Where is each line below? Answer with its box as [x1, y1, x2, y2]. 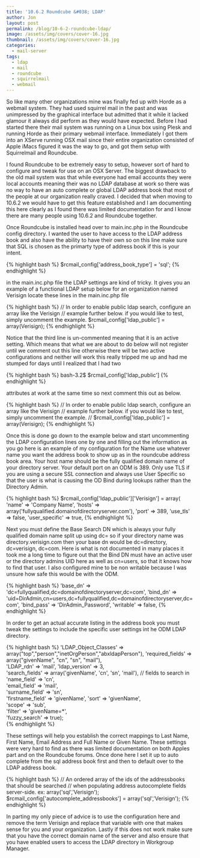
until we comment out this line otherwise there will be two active [6, 347, 165, 354]
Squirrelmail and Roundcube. [6, 149, 78, 156]
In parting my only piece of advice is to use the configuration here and [6, 813, 180, 820]
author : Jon [6, 14, 36, 20]
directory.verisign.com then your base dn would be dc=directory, [6, 539, 168, 545]
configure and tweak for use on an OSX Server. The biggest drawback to [6, 167, 187, 174]
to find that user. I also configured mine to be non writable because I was [6, 564, 187, 571]
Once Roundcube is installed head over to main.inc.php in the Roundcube [6, 224, 188, 230]
